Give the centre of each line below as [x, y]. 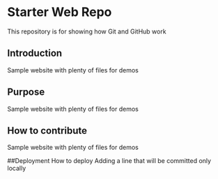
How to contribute [47, 131]
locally [17, 169]
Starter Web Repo [60, 12]
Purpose [26, 92]
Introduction [35, 53]
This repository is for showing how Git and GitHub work [87, 31]
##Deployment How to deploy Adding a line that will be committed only [109, 161]
